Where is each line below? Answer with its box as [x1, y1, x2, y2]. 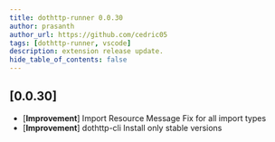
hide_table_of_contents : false [9, 55, 128, 64]
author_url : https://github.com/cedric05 [9, 30, 168, 39]
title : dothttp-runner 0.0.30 [9, 13, 124, 23]
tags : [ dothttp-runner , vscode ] [9, 38, 131, 48]
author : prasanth [9, 22, 75, 31]
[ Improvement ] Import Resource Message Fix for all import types [22, 112, 267, 123]
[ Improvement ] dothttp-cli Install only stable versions [22, 122, 223, 133]
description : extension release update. [9, 47, 165, 56]
